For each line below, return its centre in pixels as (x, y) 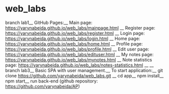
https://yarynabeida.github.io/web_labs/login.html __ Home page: (73, 38)
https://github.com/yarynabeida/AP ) (43, 86)
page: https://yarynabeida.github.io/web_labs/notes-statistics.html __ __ (79, 65)
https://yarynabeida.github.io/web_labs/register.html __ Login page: (75, 33)
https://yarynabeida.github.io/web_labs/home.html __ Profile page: (74, 43)
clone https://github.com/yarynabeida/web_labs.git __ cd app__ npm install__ (84, 75)
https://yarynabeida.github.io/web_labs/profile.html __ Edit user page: (77, 49)
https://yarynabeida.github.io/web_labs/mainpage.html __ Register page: (80, 27)
